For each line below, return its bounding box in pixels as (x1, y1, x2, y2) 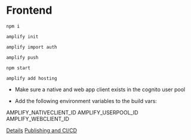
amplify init (6, 33, 39, 39)
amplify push (6, 54, 39, 60)
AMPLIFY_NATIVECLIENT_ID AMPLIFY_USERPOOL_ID (6, 108, 138, 116)
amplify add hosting (6, 75, 58, 81)
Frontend (6, 4, 53, 17)
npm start (6, 65, 31, 71)
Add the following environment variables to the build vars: (14, 97, 157, 104)
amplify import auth (6, 44, 58, 50)
